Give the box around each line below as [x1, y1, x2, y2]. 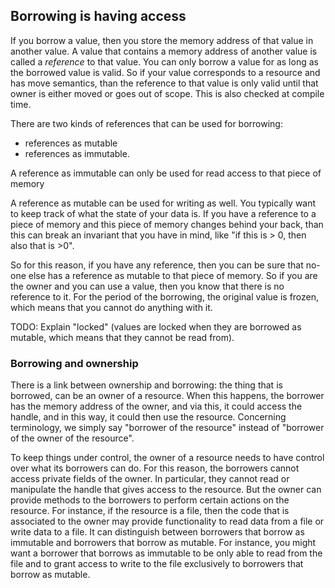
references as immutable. [24, 147, 130, 159]
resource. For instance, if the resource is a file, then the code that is [10, 505, 290, 517]
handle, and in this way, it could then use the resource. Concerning [10, 411, 287, 423]
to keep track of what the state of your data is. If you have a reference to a [10, 207, 317, 219]
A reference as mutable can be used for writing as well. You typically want [10, 197, 317, 209]
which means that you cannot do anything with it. [10, 301, 213, 313]
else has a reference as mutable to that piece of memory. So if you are [28, 269, 318, 281]
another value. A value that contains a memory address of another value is [10, 45, 318, 57]
